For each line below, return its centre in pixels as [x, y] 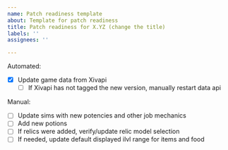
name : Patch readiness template [55, 14]
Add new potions [42, 123]
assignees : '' [28, 40]
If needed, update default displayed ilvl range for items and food [111, 139]
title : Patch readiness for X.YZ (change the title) [86, 27]
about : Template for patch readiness [63, 20]
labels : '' [23, 33]
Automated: [24, 66]
